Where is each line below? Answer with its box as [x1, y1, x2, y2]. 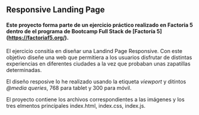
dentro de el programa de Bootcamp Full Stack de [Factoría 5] [6, 27, 162, 35]
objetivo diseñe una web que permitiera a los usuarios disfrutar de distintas [6, 54, 192, 61]
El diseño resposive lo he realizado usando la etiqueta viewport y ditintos [6, 77, 186, 85]
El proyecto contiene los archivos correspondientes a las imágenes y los [6, 95, 185, 103]
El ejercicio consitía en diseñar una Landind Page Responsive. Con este [6, 47, 183, 54]
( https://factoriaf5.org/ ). [6, 34, 69, 41]
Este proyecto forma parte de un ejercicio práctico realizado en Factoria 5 [6, 21, 193, 29]
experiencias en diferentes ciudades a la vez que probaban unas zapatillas [6, 60, 191, 67]
